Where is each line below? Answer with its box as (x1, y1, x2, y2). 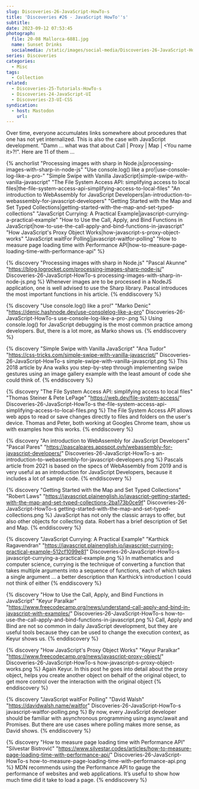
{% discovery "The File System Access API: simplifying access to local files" (6, 388, 193, 395)
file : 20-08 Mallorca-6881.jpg (11, 36, 89, 42)
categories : (6, 58, 36, 64)
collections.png (6, 511, 44, 519)
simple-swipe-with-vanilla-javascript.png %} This (66, 358, 188, 365)
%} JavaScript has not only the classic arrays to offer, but (44, 511, 185, 519)
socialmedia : (11, 47, 44, 53)
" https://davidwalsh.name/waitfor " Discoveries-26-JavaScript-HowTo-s (6, 702, 181, 709)
